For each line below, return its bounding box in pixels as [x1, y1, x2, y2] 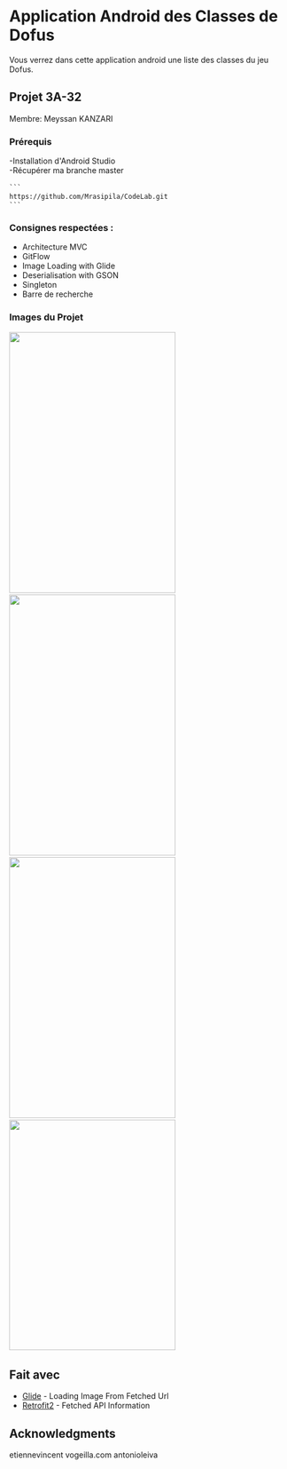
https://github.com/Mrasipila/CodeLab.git [9, 193, 168, 202]
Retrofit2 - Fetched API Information [21, 1401, 151, 1411]
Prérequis [9, 135, 52, 147]
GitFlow [21, 251, 50, 262]
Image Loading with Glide [21, 260, 116, 272]
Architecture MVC [21, 242, 88, 252]
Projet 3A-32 [9, 90, 82, 105]
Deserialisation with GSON [21, 270, 120, 281]
